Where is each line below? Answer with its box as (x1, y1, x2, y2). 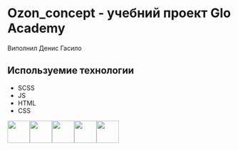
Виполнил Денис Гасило (7, 44, 82, 52)
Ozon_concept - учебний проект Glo (7, 5, 232, 21)
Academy (7, 20, 66, 36)
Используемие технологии (7, 64, 134, 76)
